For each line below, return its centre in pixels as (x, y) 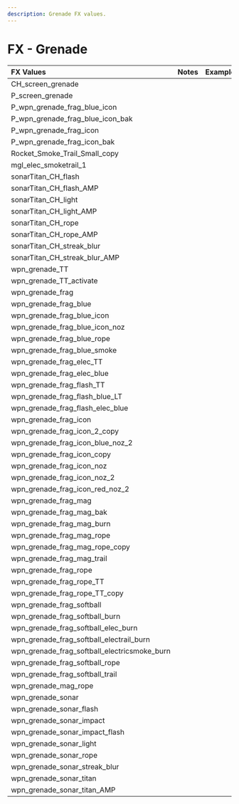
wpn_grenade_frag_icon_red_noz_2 (70, 489)
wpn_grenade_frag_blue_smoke (64, 350)
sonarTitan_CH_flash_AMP (55, 188)
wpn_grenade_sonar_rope (54, 755)
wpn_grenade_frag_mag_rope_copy (70, 547)
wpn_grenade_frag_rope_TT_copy (68, 593)
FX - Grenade (47, 49)
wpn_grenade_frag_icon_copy (61, 454)
